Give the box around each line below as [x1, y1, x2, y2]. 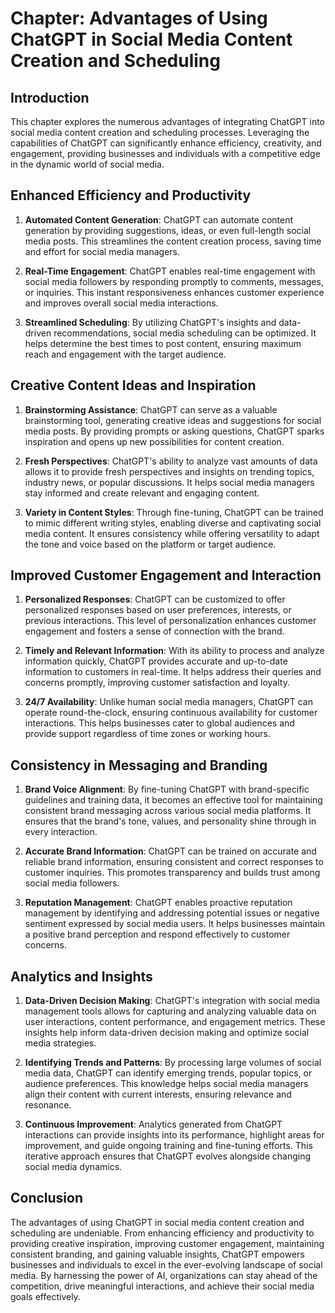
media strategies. [24, 1037, 97, 1049]
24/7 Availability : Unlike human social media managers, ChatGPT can [24, 696, 313, 708]
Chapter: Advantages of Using [10, 7, 268, 30]
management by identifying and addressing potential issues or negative [24, 907, 320, 919]
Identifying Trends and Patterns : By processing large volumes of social [24, 1057, 322, 1069]
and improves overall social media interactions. [24, 297, 219, 309]
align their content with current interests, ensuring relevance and [24, 1088, 292, 1101]
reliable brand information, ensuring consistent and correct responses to [24, 856, 324, 868]
